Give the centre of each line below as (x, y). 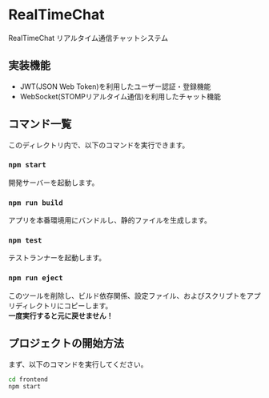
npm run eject (36, 278)
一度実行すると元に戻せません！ (61, 316)
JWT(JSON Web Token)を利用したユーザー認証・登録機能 (115, 86)
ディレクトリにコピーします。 (64, 305)
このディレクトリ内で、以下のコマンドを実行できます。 (99, 145)
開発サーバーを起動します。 (54, 183)
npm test (25, 241)
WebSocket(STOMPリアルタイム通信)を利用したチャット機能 (120, 96)
